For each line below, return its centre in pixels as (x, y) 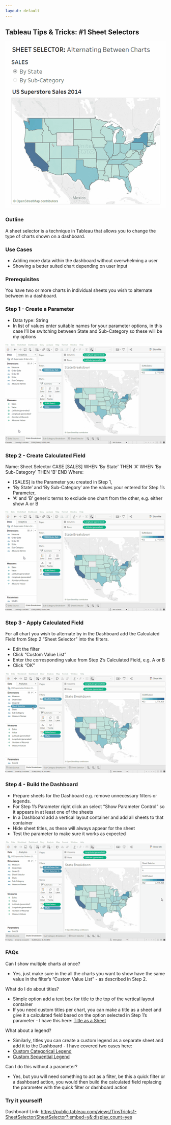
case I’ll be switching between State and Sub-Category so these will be (87, 331)
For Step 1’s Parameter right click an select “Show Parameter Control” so (89, 806)
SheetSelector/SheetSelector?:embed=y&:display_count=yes (69, 1117)
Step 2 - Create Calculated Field (45, 455)
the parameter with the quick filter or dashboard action (70, 1087)
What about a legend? (28, 1030)
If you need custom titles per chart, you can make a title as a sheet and (87, 1009)
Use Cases (19, 249)
